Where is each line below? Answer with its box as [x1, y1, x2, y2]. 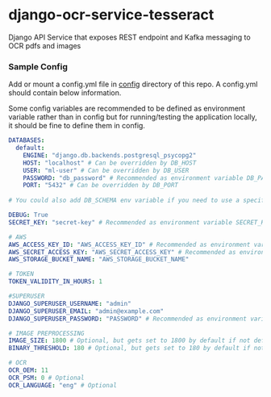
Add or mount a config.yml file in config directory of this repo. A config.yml [8, 79, 258, 90]
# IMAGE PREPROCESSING [8, 329, 85, 337]
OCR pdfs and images [8, 40, 81, 50]
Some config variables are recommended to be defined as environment [8, 103, 246, 114]
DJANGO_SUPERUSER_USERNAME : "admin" [8, 299, 131, 307]
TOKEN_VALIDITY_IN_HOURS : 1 [8, 278, 103, 286]
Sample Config [8, 61, 69, 72]
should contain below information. [8, 88, 122, 98]
